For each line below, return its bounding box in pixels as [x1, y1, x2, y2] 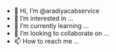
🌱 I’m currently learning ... [13, 22, 89, 30]
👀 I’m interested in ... [13, 14, 74, 22]
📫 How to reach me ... [13, 37, 79, 45]
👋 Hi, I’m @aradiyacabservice [13, 7, 100, 15]
